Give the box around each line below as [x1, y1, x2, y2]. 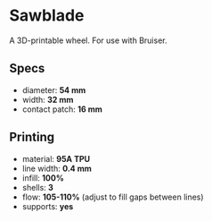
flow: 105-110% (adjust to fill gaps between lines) [21, 191, 204, 202]
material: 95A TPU [21, 153, 91, 164]
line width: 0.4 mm [21, 163, 92, 174]
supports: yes [21, 200, 74, 211]
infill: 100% [21, 172, 64, 183]
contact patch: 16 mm [21, 104, 102, 115]
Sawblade [9, 5, 85, 26]
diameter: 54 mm [21, 84, 86, 95]
